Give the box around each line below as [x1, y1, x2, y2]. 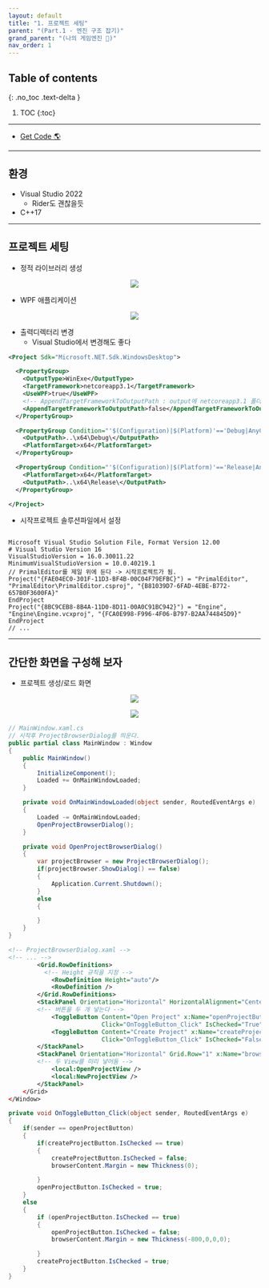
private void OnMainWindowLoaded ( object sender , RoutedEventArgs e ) [22, 799, 256, 807]
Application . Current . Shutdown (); [50, 879, 163, 888]
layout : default [8, 11, 62, 20]
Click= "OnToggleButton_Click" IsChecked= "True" [101, 1020, 263, 1028]
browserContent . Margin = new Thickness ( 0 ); [50, 1161, 199, 1169]
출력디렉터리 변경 [19, 327, 74, 336]
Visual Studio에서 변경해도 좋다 [31, 337, 131, 347]
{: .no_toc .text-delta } [8, 92, 81, 102]
